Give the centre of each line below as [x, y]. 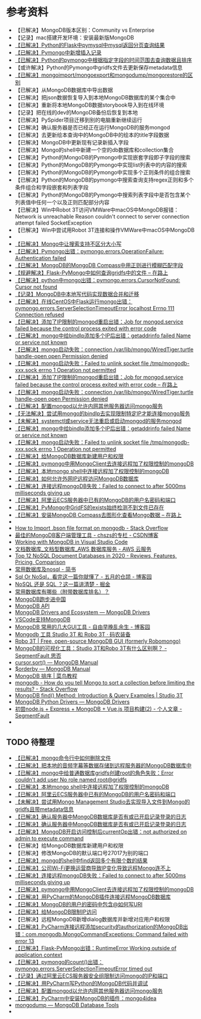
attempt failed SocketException [54, 223]
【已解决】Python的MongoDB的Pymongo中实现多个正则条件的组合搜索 [103, 172]
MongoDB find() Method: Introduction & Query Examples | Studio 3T [99, 695]
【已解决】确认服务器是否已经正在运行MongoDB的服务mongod [92, 127]
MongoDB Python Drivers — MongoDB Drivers [72, 701]
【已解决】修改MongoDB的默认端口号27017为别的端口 [82, 853]
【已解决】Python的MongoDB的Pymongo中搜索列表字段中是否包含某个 [103, 195]
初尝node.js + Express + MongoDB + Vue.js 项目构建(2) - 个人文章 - [98, 709]
